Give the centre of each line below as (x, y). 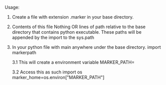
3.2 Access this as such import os (47, 72)
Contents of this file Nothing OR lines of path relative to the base (79, 27)
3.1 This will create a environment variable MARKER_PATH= (73, 62)
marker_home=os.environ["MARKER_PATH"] (58, 77)
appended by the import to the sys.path (53, 37)
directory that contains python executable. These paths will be (77, 32)
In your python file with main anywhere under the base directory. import (87, 47)
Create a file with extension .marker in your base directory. (73, 17)
